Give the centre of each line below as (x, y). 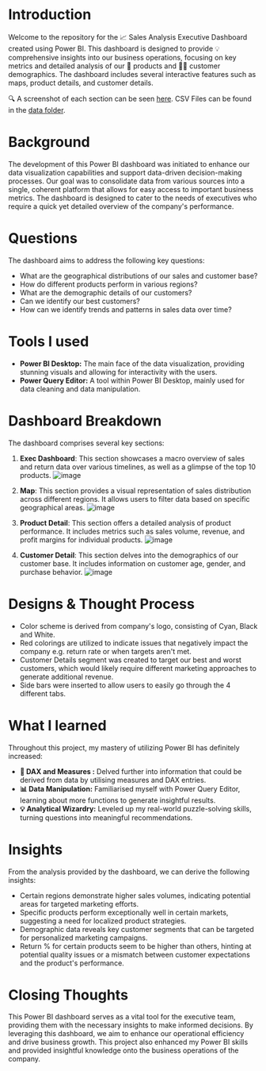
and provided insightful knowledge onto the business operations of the (123, 1050)
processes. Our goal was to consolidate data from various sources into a (127, 181)
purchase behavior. (51, 572)
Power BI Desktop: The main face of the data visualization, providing (132, 364)
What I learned (57, 725)
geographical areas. (52, 507)
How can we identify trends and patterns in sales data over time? (125, 309)
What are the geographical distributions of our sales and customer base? (139, 275)
